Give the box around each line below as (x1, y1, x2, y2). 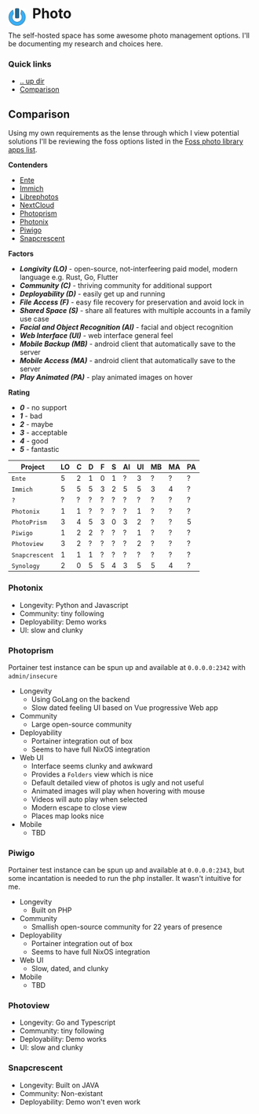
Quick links (8, 58, 53, 69)
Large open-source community (31, 719, 132, 729)
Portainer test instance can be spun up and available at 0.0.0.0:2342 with (8, 662, 246, 672)
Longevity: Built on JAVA (19, 1080, 100, 1090)
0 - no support (19, 403, 67, 413)
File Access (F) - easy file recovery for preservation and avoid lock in (19, 297, 245, 307)
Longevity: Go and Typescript (19, 1018, 116, 1028)
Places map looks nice (31, 811, 104, 821)
